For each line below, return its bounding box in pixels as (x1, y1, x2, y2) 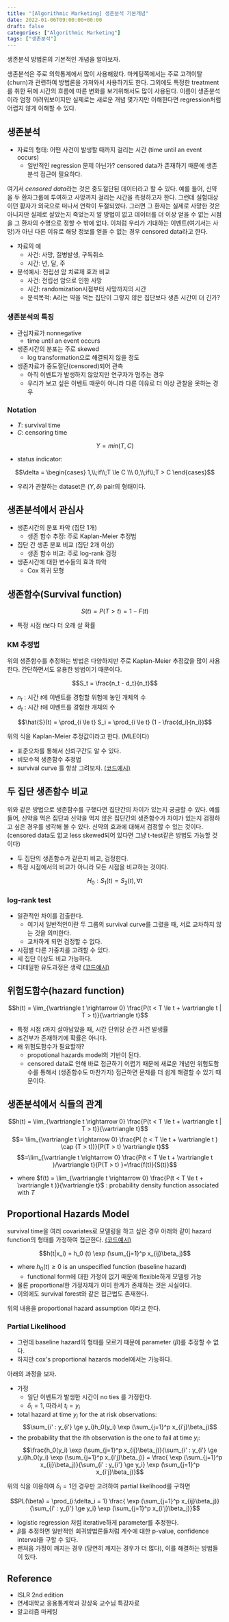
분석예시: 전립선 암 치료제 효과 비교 (16, 267, 111, 276)
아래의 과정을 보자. (7, 1370, 57, 1378)
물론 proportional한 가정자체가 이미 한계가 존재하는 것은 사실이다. (16, 1281, 192, 1290)
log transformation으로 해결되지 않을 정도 (27, 354, 140, 362)
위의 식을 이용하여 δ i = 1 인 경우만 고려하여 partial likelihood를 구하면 (7, 1481, 191, 1492)
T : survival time (16, 421, 61, 429)
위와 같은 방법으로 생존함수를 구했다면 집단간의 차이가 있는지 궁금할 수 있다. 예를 (7, 805, 221, 813)
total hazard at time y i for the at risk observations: (16, 1410, 157, 1420)
